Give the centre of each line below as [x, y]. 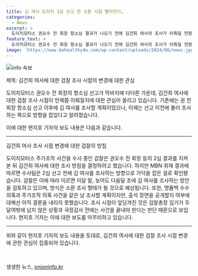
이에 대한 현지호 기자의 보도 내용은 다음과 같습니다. [64, 127]
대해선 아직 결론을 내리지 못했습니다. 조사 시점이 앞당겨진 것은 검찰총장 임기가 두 [98, 202]
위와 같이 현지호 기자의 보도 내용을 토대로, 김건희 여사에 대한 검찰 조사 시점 [92, 235]
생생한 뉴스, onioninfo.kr [35, 267]
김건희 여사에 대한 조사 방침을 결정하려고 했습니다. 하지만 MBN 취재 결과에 [104, 165]
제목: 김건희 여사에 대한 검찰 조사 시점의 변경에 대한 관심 [70, 80]
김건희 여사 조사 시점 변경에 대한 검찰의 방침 [57, 145]
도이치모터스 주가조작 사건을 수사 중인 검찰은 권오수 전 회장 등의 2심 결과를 [92, 158]
